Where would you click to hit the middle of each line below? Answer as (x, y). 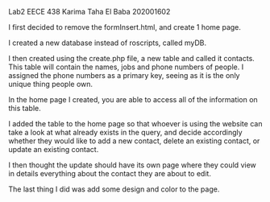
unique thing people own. (51, 84)
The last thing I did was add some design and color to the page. (114, 189)
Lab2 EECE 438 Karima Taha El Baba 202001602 (89, 12)
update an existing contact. (54, 149)
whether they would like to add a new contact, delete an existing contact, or (134, 141)
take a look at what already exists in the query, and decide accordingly (126, 132)
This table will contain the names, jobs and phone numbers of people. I (126, 67)
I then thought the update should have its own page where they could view (132, 165)
